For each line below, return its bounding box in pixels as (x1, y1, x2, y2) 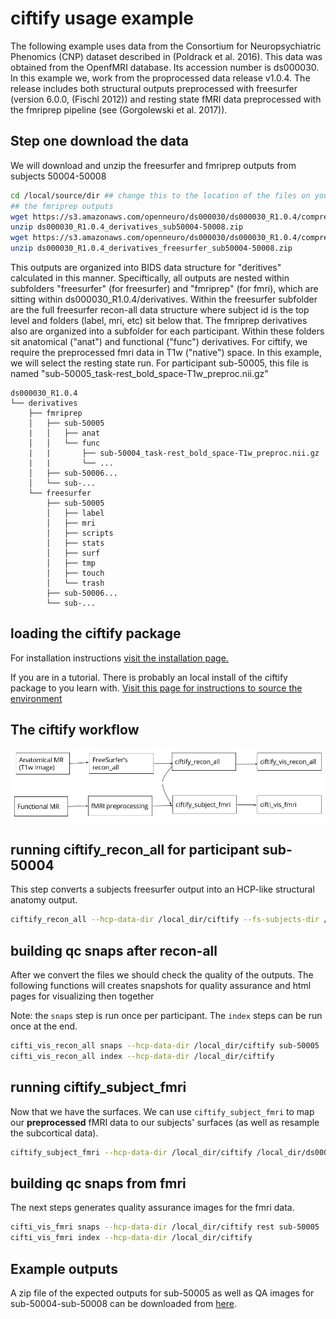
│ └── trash (46, 578, 105, 588)
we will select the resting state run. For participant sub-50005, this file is (10, 357, 309, 369)
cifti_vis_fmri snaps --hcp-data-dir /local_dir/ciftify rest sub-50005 (10, 1222, 320, 1232)
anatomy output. (10, 894, 78, 906)
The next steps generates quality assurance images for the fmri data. (10, 1202, 295, 1214)
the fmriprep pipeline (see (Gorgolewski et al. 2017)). (10, 103, 228, 116)
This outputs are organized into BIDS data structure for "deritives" (10, 262, 282, 273)
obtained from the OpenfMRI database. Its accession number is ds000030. (10, 61, 320, 73)
